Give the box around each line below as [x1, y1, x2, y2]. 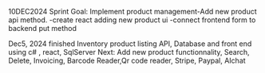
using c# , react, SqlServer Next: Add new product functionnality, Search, [8, 48, 250, 56]
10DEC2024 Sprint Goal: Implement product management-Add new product [8, 7, 257, 16]
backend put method [8, 24, 77, 33]
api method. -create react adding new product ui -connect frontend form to [8, 15, 256, 25]
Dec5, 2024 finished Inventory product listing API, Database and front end [8, 39, 252, 48]
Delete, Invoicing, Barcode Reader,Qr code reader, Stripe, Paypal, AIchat [8, 56, 246, 65]
